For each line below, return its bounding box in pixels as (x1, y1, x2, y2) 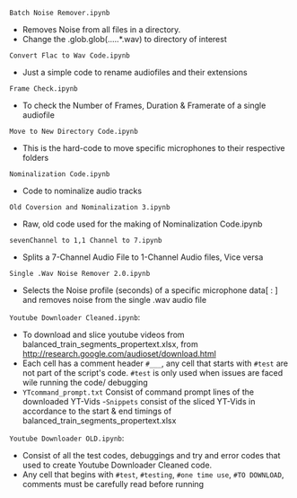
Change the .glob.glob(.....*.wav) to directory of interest (22, 34, 227, 44)
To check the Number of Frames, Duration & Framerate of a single (22, 100, 266, 111)
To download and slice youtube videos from (22, 329, 186, 340)
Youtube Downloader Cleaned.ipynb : (9, 312, 141, 323)
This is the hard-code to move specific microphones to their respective (22, 143, 285, 153)
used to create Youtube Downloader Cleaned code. (22, 459, 213, 470)
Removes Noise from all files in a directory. (22, 24, 181, 35)
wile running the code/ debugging (22, 378, 148, 387)
